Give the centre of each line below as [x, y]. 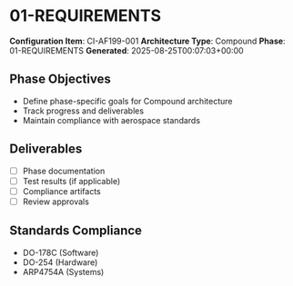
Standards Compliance [76, 231]
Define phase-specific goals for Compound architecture [127, 101]
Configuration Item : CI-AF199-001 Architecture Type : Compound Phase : [147, 41]
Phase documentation [64, 171]
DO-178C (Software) [61, 252]
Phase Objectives [60, 79]
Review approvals [56, 202]
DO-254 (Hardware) [60, 262]
